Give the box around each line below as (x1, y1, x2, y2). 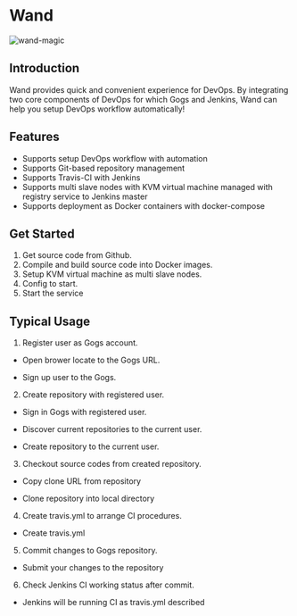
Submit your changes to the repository (21, 562, 164, 573)
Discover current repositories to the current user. (21, 424, 202, 435)
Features (9, 129, 60, 145)
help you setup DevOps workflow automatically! (9, 104, 186, 114)
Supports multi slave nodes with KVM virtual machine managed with (21, 181, 274, 192)
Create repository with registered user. (21, 389, 165, 400)
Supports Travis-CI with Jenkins (21, 171, 141, 183)
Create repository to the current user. (21, 441, 160, 452)
